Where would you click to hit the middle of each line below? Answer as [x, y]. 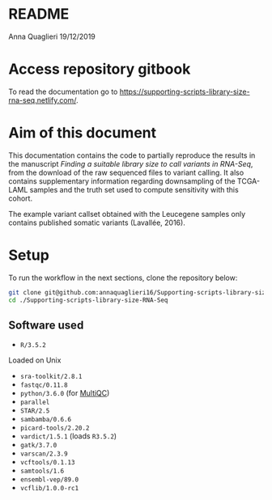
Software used [46, 325]
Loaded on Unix [35, 360]
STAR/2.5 [35, 411]
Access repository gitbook [100, 69]
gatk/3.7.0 [38, 446]
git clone [25, 292]
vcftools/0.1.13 [47, 463]
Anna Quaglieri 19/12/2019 [52, 36]
